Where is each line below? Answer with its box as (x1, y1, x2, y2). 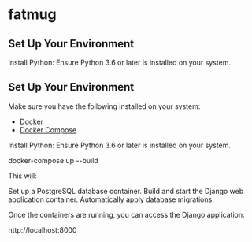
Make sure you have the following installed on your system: (8, 101, 201, 111)
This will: (8, 171, 37, 181)
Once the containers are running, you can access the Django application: (8, 210, 246, 219)
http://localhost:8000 (8, 225, 77, 234)
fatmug (8, 6, 57, 24)
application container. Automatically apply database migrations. (8, 195, 214, 204)
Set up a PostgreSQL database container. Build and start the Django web (8, 186, 244, 195)
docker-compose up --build (8, 155, 98, 165)
